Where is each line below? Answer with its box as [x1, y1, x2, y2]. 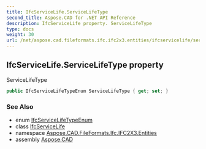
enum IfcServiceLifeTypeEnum [15, 116, 93, 123]
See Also [6, 102, 34, 111]
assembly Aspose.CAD [15, 136, 74, 143]
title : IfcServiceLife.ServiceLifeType [6, 9, 109, 15]
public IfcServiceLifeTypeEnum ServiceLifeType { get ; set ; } [6, 88, 169, 94]
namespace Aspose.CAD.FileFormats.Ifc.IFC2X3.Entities [15, 129, 158, 136]
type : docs [6, 26, 34, 32]
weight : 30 [6, 32, 34, 38]
